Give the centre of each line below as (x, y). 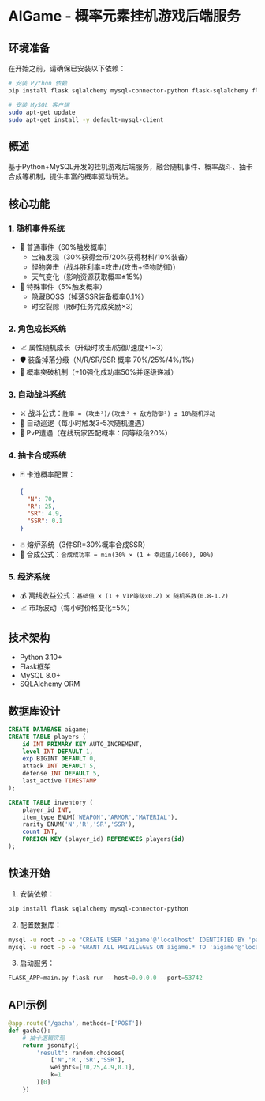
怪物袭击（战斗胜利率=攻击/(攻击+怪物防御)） (105, 266)
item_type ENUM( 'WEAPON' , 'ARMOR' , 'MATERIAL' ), (100, 817)
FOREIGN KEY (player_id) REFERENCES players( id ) (104, 839)
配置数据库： (40, 925)
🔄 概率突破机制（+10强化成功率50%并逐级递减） (99, 372)
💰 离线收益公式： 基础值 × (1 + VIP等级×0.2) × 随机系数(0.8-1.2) (124, 596)
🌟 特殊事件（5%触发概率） (63, 286)
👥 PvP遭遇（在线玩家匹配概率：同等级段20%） (95, 433)
